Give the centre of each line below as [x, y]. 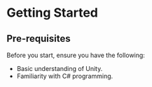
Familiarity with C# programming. [65, 76]
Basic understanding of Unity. [60, 69]
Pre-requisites [39, 39]
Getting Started [53, 13]
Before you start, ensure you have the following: [76, 55]
